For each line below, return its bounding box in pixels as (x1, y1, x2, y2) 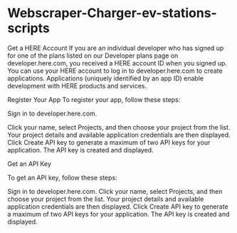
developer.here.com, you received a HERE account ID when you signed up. (7, 58, 228, 67)
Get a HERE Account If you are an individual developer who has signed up (7, 43, 224, 52)
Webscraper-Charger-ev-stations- (7, 5, 217, 21)
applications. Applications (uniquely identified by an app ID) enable (7, 73, 204, 83)
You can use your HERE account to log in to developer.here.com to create (7, 66, 223, 75)
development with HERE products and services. (7, 81, 147, 90)
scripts (7, 20, 50, 36)
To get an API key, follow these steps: (7, 173, 117, 182)
